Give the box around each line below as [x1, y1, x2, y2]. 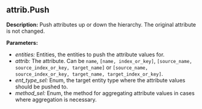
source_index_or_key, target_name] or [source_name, [15, 64, 148, 71]
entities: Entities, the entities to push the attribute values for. [15, 51, 165, 58]
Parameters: [6, 39, 38, 46]
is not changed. [6, 27, 45, 35]
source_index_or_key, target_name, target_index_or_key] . [15, 70, 163, 78]
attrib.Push [6, 5, 50, 15]
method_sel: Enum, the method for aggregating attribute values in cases [15, 89, 195, 96]
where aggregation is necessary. [15, 96, 97, 103]
